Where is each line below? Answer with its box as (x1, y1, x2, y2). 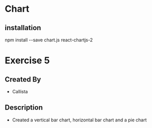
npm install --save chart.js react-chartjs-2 (5, 37, 93, 43)
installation (5, 23, 41, 32)
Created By (5, 75, 41, 84)
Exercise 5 (5, 55, 50, 66)
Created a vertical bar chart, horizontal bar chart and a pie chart (12, 117, 147, 123)
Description (5, 103, 43, 112)
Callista (12, 89, 28, 94)
